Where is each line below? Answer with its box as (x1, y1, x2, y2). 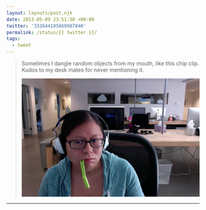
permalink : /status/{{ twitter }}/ (6, 29, 97, 36)
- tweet (12, 42, 32, 48)
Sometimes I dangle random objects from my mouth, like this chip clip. (21, 60, 199, 67)
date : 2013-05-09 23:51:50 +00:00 (6, 16, 95, 23)
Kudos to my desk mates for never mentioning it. (21, 66, 144, 73)
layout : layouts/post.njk (6, 10, 72, 16)
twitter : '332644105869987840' (6, 23, 86, 29)
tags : (6, 36, 20, 42)
